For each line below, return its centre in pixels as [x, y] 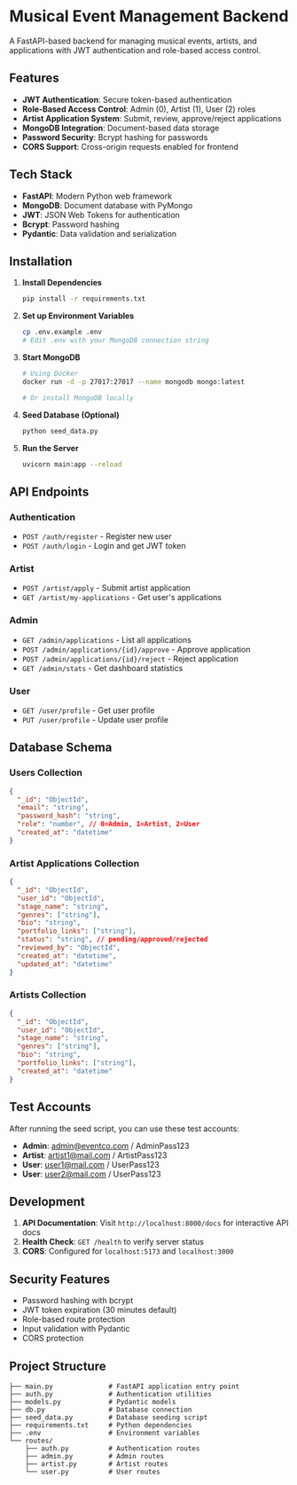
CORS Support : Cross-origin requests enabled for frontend [130, 146]
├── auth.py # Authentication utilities [111, 1394]
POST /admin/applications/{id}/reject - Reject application [130, 659]
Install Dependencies [62, 283]
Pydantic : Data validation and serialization [99, 233]
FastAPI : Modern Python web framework [97, 196]
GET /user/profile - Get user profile [88, 710]
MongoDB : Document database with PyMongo [107, 205]
